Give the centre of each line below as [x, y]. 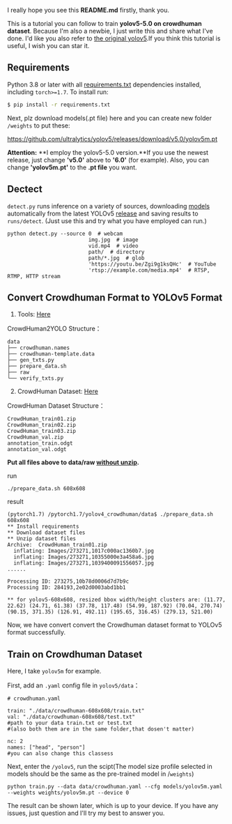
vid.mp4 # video [113, 246]
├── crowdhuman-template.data [51, 354]
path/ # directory [116, 252]
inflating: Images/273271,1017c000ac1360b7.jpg [84, 551]
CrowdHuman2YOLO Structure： [54, 329]
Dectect [25, 189]
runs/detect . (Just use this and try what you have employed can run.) [107, 221]
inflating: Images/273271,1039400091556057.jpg [84, 563]
